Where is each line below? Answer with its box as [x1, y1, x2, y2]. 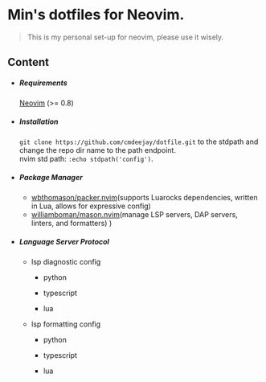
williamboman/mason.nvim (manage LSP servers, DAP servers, [31, 210, 238, 220]
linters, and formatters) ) [31, 219, 113, 228]
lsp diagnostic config [31, 257, 101, 267]
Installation [18, 117, 59, 126]
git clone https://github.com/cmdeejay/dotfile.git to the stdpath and [18, 137, 259, 146]
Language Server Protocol [18, 236, 110, 246]
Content [7, 55, 50, 69]
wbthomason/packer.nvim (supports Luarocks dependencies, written [31, 193, 258, 203]
